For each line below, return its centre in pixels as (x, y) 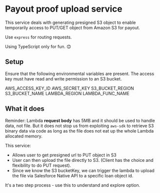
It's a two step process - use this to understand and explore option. (73, 185)
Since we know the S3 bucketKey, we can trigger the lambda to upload (83, 170)
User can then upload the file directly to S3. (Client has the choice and (83, 160)
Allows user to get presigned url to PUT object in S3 (64, 155)
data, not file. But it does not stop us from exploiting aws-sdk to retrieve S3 (80, 126)
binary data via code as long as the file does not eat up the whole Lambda (80, 131)
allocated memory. (24, 136)
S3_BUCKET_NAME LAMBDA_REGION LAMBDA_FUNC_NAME (67, 93)
